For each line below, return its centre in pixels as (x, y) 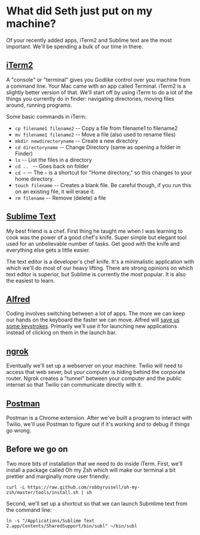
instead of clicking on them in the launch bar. (61, 333)
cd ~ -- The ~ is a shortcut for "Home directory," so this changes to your (103, 172)
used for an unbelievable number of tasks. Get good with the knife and (93, 243)
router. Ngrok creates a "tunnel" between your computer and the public (94, 378)
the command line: (29, 510)
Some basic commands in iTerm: (46, 116)
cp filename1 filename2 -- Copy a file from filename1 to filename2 (96, 128)
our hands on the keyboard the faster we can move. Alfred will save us (93, 320)
